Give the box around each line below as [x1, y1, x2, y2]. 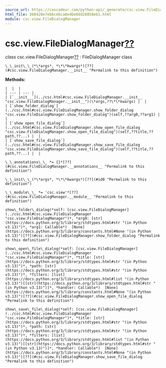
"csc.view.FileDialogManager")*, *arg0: [5, 216, 90, 221]
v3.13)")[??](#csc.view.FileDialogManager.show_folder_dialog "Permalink [5, 233, 161, 238]
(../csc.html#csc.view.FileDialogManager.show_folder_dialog [5, 108, 134, 113]
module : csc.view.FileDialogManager [5, 16, 81, 21]
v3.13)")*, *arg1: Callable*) [5, 225, 68, 230]
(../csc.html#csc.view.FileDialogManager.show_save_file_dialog [5, 142, 140, 147]
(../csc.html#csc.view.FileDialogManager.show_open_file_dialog [5, 125, 140, 130]
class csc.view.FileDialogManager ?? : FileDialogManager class [5, 54, 132, 60]
